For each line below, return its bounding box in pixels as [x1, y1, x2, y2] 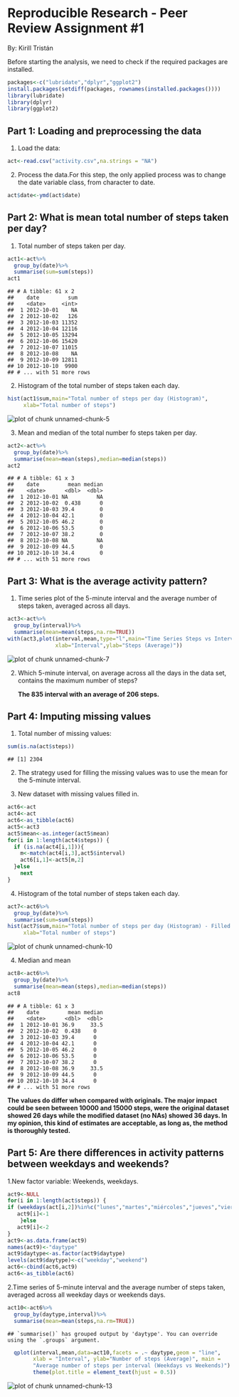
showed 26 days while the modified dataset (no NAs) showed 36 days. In [7, 1111, 228, 1119]
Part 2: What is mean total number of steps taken [7, 211, 229, 223]
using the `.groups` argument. [7, 1337, 100, 1344]
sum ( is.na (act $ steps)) [7, 743, 75, 750]
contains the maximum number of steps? [17, 676, 138, 685]
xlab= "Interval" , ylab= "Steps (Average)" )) [55, 642, 183, 649]
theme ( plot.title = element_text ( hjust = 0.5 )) [33, 1369, 176, 1376]
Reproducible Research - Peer [7, 5, 188, 21]
